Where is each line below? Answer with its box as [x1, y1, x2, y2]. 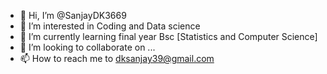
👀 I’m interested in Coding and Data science [19, 20, 201, 32]
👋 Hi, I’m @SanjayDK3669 [19, 10, 127, 21]
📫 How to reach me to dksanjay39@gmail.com [19, 53, 215, 64]
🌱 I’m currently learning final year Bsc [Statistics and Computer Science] [19, 31, 318, 42]
